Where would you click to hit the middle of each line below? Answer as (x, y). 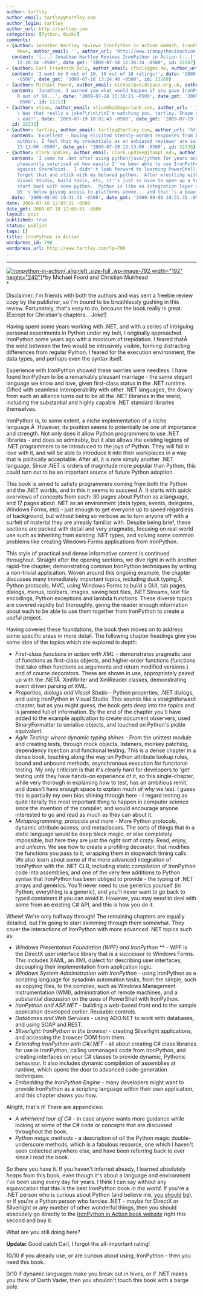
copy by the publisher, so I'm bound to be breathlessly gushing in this (93, 302)
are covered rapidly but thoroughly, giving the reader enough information (97, 605)
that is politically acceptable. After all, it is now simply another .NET (90, 459)
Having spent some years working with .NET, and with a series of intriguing (100, 327)
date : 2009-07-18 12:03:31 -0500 (48, 203)
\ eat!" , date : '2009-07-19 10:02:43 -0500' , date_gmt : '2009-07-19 (105, 119)
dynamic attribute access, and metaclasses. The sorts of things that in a (105, 828)
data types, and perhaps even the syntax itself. (65, 359)
